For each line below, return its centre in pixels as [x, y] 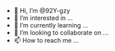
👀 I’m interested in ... [43, 18]
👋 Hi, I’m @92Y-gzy [42, 11]
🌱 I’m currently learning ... [51, 25]
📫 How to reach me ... [46, 40]
